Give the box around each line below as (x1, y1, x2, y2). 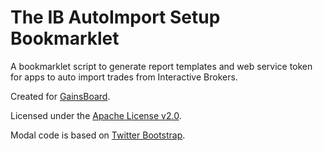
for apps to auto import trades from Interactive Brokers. (10, 71, 238, 83)
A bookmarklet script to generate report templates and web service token (10, 60, 313, 72)
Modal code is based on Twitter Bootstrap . (10, 129, 186, 141)
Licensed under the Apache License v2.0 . (10, 109, 182, 121)
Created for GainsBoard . (10, 90, 111, 102)
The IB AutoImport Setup (10, 6, 221, 29)
